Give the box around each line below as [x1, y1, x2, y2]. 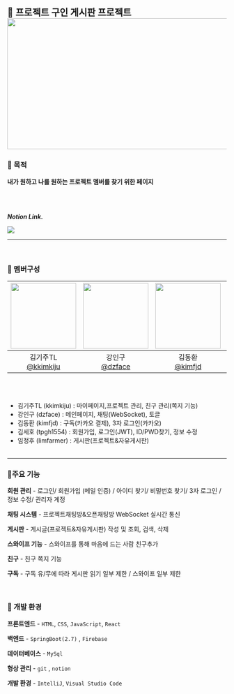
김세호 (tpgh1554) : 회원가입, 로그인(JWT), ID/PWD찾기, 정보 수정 [17, 427, 198, 436]
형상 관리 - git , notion [7, 664, 71, 672]
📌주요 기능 [7, 469, 40, 479]
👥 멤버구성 [7, 264, 40, 274]
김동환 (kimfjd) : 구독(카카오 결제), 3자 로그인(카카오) [17, 418, 162, 427]
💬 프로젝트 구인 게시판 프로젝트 [7, 6, 132, 19]
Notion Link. [7, 212, 44, 221]
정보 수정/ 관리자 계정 [7, 495, 65, 504]
